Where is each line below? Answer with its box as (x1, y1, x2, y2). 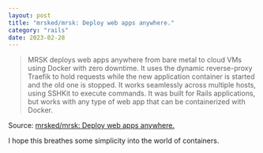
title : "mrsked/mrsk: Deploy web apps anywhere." (8, 19, 175, 27)
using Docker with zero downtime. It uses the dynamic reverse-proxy (27, 64, 253, 73)
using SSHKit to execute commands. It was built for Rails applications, (27, 88, 256, 99)
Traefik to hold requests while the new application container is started (27, 72, 255, 81)
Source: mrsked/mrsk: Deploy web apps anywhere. (8, 121, 175, 130)
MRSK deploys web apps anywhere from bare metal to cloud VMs (27, 55, 242, 65)
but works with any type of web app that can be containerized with (27, 97, 246, 106)
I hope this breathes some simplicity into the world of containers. (8, 136, 220, 146)
